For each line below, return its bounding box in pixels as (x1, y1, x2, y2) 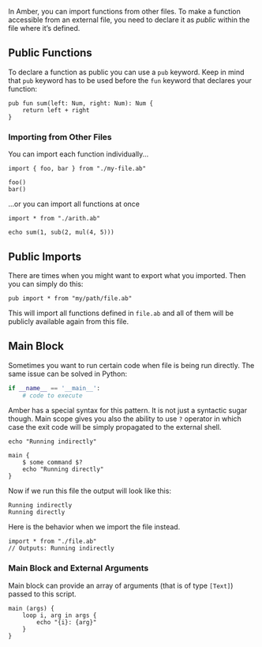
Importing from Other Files (8, 131, 112, 142)
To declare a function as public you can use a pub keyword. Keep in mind (8, 67, 245, 77)
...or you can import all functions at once (8, 199, 140, 209)
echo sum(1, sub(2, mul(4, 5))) (8, 228, 114, 236)
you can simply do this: (8, 279, 84, 288)
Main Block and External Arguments (8, 562, 149, 574)
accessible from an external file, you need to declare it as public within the (8, 15, 250, 24)
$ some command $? (22, 458, 83, 467)
